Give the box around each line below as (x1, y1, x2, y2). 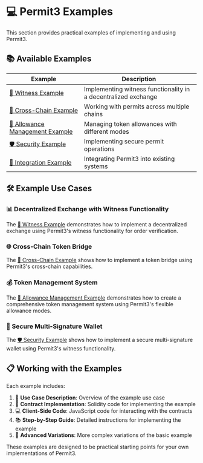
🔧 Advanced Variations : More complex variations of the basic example (14, 432, 192, 439)
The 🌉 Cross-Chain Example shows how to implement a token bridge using (6, 256, 193, 263)
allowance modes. (6, 307, 52, 315)
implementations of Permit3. (6, 450, 77, 457)
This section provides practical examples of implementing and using (6, 28, 176, 36)
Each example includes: (6, 383, 65, 390)
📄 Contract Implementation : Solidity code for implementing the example (14, 401, 196, 408)
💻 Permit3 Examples (6, 5, 114, 19)
